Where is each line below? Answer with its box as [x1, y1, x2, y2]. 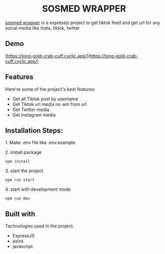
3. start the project [5, 168, 43, 174]
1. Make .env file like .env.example [5, 140, 75, 146]
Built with [5, 209, 35, 218]
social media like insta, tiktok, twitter [5, 25, 80, 31]
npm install [5, 159, 30, 164]
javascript [12, 243, 33, 249]
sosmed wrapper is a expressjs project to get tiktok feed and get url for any [5, 20, 160, 26]
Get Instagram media [12, 111, 56, 118]
